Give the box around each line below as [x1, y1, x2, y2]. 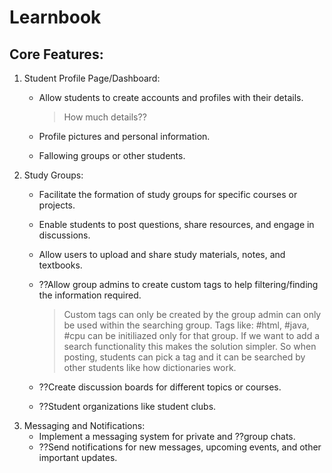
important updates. [38, 452, 118, 463]
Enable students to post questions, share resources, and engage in [38, 219, 315, 230]
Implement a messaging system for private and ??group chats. [38, 431, 296, 442]
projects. [38, 199, 76, 211]
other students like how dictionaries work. [63, 362, 237, 373]
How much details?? [63, 111, 147, 123]
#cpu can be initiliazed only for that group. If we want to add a [63, 330, 321, 341]
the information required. [38, 289, 142, 301]
